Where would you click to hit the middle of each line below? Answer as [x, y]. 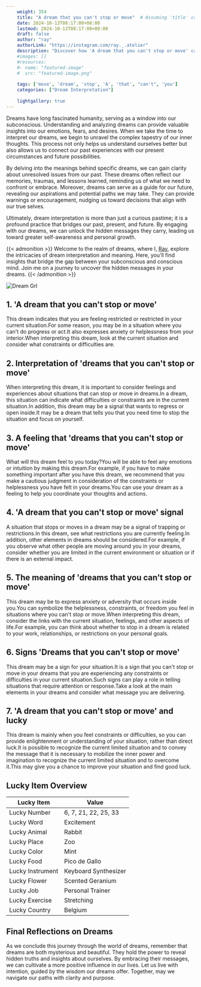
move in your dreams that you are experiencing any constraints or [87, 673]
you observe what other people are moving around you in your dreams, [94, 546]
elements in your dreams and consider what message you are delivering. [96, 692]
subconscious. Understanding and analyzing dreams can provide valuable [98, 124]
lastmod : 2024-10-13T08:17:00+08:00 [63, 28]
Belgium [75, 910]
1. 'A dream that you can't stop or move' [82, 304]
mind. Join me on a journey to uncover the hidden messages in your [90, 268]
